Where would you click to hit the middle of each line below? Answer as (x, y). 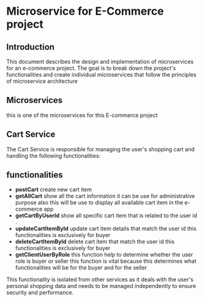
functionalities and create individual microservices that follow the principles (102, 74)
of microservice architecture (42, 81)
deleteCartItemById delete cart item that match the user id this (95, 242)
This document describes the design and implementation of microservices (100, 62)
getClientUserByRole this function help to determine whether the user (104, 255)
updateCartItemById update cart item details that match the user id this (106, 228)
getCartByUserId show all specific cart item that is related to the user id (106, 216)
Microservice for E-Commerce (85, 11)
